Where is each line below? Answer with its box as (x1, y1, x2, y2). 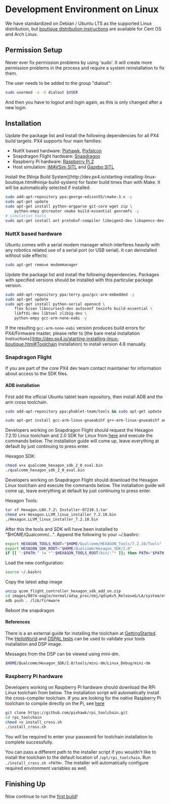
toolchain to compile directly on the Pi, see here (5, 700, 105, 706)
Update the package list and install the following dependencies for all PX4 (5, 133, 159, 139)
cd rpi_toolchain (5, 715, 42, 720)
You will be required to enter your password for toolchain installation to (5, 733, 153, 739)
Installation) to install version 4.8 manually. (58, 341, 147, 347)
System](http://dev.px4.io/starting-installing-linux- (51, 174, 157, 180)
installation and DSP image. (5, 641, 62, 647)
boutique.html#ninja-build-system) (5, 179, 78, 185)
